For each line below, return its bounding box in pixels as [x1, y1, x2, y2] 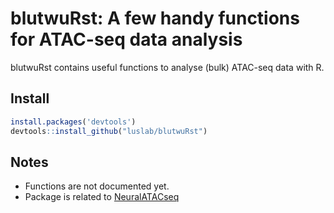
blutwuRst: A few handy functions [10, 7, 300, 30]
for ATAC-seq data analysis [10, 28, 243, 51]
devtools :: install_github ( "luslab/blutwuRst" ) [10, 126, 208, 136]
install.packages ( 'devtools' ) [10, 117, 137, 127]
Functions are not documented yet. [24, 180, 170, 192]
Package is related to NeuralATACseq [24, 191, 180, 203]
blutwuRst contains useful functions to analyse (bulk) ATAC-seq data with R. [10, 61, 325, 73]
